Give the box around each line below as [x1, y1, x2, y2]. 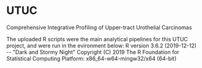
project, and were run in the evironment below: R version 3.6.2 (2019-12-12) [6, 42, 197, 49]
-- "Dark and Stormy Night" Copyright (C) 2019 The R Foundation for [6, 48, 179, 55]
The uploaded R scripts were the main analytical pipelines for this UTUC [6, 35, 189, 42]
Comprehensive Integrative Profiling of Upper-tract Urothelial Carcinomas [6, 24, 192, 31]
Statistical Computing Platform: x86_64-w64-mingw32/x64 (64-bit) [6, 55, 177, 62]
